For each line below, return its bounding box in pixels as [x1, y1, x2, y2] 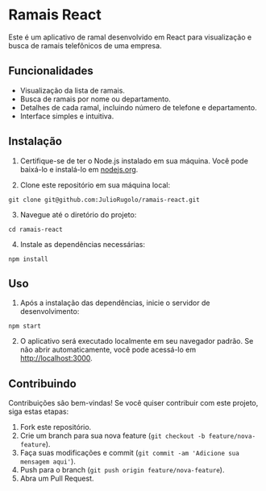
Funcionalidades [8, 64, 94, 78]
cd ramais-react [8, 225, 63, 233]
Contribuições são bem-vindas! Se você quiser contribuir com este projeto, [8, 398, 259, 408]
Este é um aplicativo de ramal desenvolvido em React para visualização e [8, 32, 252, 42]
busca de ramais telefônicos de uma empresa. [8, 40, 163, 50]
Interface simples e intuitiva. [19, 111, 114, 121]
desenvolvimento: [19, 307, 80, 316]
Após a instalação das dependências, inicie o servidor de [19, 298, 210, 307]
